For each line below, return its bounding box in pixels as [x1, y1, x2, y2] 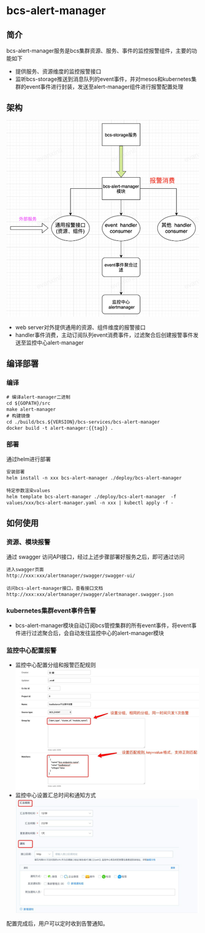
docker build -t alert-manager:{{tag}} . [6, 425, 114, 431]
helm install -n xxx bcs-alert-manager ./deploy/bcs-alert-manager [6, 474, 182, 481]
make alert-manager [6, 406, 56, 413]
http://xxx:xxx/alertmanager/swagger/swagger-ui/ [6, 573, 136, 579]
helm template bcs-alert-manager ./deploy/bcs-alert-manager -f [6, 493, 176, 500]
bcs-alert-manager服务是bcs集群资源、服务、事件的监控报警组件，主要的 [6, 47, 192, 54]
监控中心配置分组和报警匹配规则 [15, 661, 96, 669]
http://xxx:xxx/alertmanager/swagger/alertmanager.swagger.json [6, 591, 174, 598]
